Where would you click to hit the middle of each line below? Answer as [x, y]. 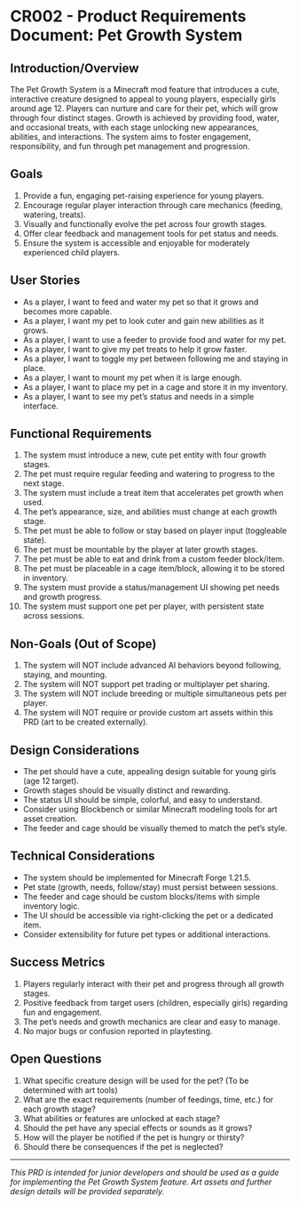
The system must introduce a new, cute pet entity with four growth [145, 455]
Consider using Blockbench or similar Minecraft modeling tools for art [150, 809]
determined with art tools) [70, 1090]
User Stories [45, 281]
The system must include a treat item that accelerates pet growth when [153, 493]
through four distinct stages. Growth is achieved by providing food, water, [145, 118]
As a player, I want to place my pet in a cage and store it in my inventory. [155, 387]
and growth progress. [63, 597]
